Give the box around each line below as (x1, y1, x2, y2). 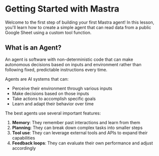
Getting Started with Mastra (5, 3, 120, 14)
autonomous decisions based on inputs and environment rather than (5, 61, 142, 67)
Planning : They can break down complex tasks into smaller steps (12, 125, 143, 130)
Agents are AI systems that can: (5, 76, 69, 82)
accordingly (12, 145, 36, 151)
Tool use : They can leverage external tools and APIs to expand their (12, 129, 148, 136)
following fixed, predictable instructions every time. (5, 67, 108, 72)
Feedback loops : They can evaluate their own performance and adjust (12, 140, 153, 146)
